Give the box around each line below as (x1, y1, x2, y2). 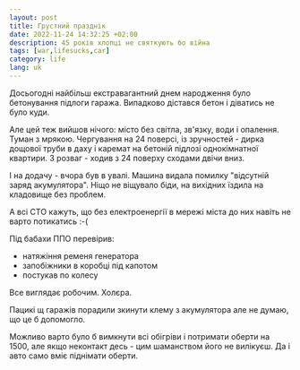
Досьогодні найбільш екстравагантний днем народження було (9, 87, 251, 99)
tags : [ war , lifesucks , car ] (9, 47, 110, 56)
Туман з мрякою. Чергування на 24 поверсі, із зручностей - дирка (9, 133, 264, 144)
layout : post (9, 13, 58, 22)
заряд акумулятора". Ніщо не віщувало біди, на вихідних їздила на (9, 179, 264, 190)
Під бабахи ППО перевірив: (9, 233, 115, 244)
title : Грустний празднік (9, 22, 106, 30)
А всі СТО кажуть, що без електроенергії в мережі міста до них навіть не (9, 206, 292, 217)
